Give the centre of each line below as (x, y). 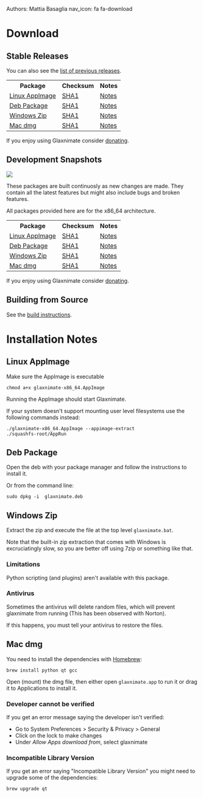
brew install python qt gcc (42, 670)
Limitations (23, 565)
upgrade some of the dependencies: (52, 778)
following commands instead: (43, 417)
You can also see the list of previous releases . (64, 71)
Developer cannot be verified (50, 704)
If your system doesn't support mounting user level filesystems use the (95, 411)
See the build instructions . (39, 315)
